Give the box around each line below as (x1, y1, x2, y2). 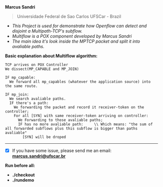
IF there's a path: (9, 101, 49, 105)
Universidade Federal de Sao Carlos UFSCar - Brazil (16, 14, 121, 19)
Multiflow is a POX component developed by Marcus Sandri (12, 34, 132, 39)
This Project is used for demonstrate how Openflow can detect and (12, 23, 147, 29)
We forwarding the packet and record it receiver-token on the (14, 105, 145, 110)
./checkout (12, 172, 35, 178)
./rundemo (12, 177, 34, 183)
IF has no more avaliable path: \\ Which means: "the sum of (17, 122, 153, 127)
